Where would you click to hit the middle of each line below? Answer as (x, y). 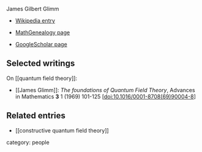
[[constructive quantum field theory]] (62, 130)
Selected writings (41, 63)
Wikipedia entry (35, 20)
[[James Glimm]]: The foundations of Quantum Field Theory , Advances (105, 90)
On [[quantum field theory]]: (42, 78)
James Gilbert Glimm (33, 9)
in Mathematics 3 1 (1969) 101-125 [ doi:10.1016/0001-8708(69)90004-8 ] (105, 96)
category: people (28, 142)
